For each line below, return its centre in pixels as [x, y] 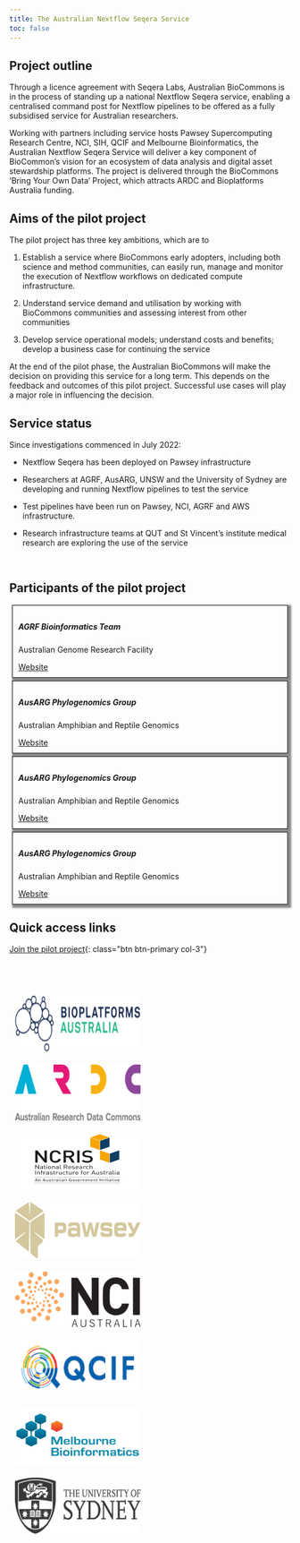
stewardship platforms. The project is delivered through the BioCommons [144, 171]
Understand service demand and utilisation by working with [132, 304]
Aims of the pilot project [78, 218]
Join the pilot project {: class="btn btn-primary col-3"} [108, 949]
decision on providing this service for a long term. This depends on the [140, 376]
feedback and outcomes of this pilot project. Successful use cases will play [148, 386]
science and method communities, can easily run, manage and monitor [153, 267]
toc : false [29, 28]
